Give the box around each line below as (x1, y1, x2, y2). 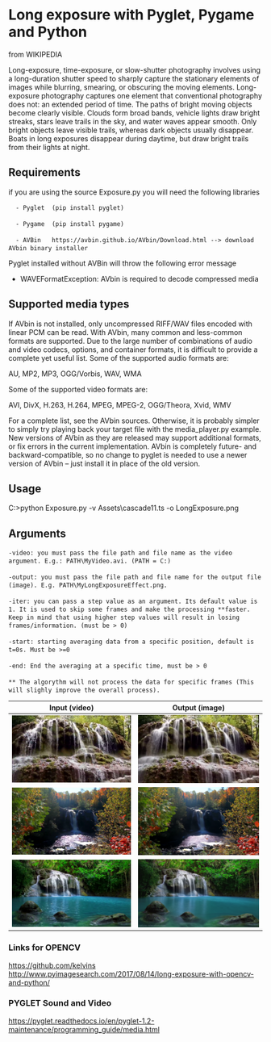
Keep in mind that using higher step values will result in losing (8, 613, 240, 622)
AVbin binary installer (8, 244, 89, 252)
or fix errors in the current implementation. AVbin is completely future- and (8, 441, 256, 451)
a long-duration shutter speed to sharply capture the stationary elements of (8, 73, 260, 83)
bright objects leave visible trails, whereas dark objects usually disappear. (8, 125, 254, 135)
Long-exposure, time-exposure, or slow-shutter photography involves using (8, 65, 261, 74)
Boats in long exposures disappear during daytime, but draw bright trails (8, 133, 249, 143)
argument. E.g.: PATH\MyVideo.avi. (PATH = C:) (8, 557, 172, 566)
